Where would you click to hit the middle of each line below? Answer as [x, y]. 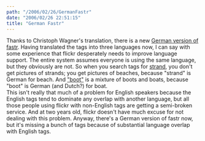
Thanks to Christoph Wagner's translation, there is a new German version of [102, 41]
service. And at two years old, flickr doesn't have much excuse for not [95, 112]
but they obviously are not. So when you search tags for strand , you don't [99, 67]
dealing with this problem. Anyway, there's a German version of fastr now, [100, 118]
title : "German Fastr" [35, 23]
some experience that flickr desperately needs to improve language [92, 54]
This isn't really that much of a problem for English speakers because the [99, 93]
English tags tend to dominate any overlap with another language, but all [98, 99]
